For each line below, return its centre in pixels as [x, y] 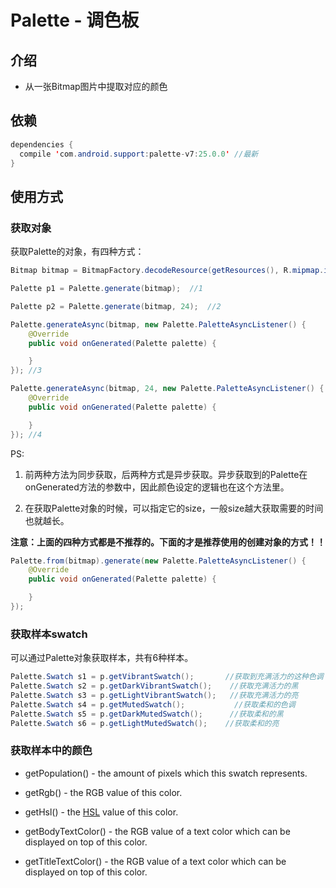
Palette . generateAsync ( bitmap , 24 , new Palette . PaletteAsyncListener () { [167, 389]
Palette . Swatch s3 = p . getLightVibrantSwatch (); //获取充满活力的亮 [154, 695]
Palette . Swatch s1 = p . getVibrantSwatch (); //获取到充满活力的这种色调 [167, 677]
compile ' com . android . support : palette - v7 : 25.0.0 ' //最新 [139, 154]
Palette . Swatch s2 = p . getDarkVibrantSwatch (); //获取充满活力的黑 [154, 686]
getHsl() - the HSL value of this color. [101, 812]
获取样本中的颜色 [51, 751]
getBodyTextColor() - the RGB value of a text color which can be [157, 831]
